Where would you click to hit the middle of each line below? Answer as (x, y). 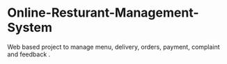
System (30, 27)
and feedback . (29, 54)
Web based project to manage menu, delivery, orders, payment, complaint (114, 47)
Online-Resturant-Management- (103, 13)
